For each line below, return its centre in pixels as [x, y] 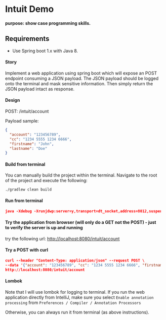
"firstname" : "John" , [32, 144]
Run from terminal [24, 201]
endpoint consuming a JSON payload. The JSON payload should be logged [82, 78]
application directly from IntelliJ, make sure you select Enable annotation [80, 297]
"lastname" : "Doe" [29, 148]
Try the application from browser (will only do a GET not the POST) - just [81, 222]
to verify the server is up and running [44, 228]
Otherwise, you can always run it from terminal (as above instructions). [77, 312]
